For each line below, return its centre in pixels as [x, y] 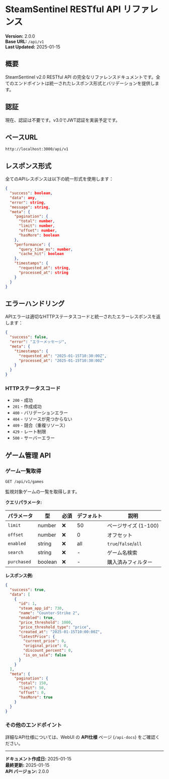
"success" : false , [29, 337]
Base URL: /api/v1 [25, 41]
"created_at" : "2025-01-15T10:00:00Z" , [60, 632]
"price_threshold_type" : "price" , [55, 627]
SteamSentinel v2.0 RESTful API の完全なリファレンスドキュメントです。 [80, 77]
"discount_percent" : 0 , [48, 651]
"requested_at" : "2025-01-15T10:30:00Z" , [63, 356]
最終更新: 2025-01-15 [27, 765]
